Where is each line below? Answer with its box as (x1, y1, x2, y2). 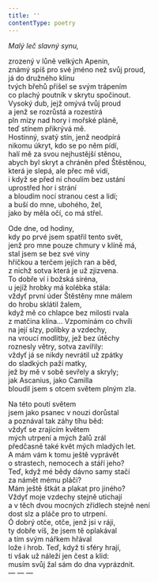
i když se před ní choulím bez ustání (8, 174, 126, 183)
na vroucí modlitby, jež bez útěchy (8, 333, 120, 342)
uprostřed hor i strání (8, 183, 77, 192)
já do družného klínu (8, 73, 75, 83)
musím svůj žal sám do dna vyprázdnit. (8, 559, 136, 569)
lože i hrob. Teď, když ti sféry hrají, (8, 542, 122, 552)
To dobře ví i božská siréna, (8, 274, 98, 283)
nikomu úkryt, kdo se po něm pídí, (8, 141, 119, 150)
